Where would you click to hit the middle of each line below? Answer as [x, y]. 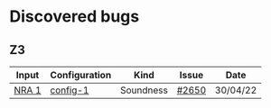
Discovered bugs [75, 17]
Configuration [81, 75]
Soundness [145, 90]
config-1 [70, 90]
